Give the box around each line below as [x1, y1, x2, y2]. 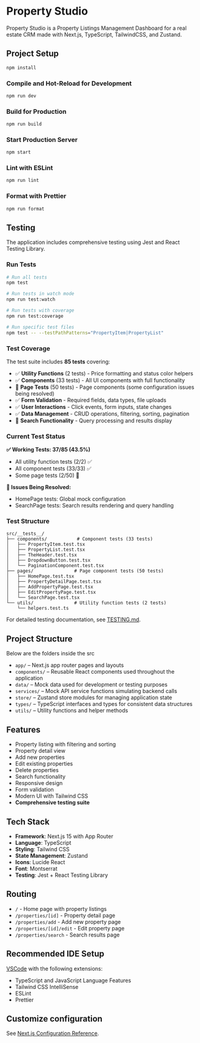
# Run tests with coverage [6, 307, 75, 314]
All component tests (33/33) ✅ [15, 465, 92, 472]
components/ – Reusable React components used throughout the [15, 668, 175, 675]
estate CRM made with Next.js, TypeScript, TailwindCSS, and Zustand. [6, 30, 182, 38]
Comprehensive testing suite [15, 799, 90, 806]
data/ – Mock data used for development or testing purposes [15, 681, 168, 688]
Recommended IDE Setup [6, 949, 105, 959]
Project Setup [6, 49, 59, 59]
